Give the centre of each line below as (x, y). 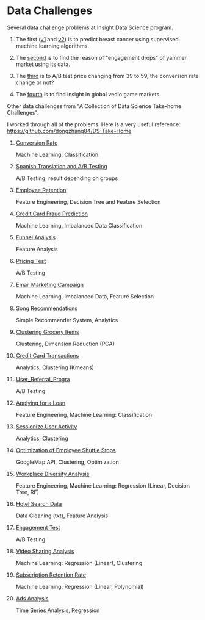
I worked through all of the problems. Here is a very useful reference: (94, 124)
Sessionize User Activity (46, 426)
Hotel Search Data (39, 503)
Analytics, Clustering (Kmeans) (55, 367)
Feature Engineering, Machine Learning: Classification (84, 414)
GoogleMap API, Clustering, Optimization (67, 462)
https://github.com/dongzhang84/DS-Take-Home (69, 131)
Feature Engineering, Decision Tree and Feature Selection (88, 201)
